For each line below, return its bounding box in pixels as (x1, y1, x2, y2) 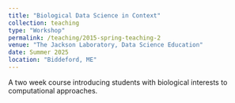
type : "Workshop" (8, 26, 66, 34)
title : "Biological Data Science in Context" (8, 11, 161, 20)
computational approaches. (8, 86, 98, 95)
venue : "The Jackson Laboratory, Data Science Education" (8, 41, 203, 49)
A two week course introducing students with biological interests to (8, 77, 228, 87)
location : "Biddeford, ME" (8, 56, 97, 64)
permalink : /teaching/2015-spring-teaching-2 (8, 33, 161, 42)
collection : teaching (8, 19, 80, 27)
